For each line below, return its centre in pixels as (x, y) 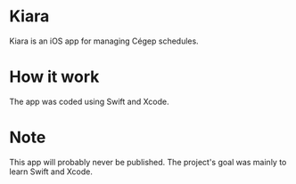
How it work (54, 77)
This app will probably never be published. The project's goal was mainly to (148, 162)
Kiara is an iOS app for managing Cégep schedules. (104, 41)
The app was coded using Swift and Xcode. (89, 101)
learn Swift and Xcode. (51, 172)
